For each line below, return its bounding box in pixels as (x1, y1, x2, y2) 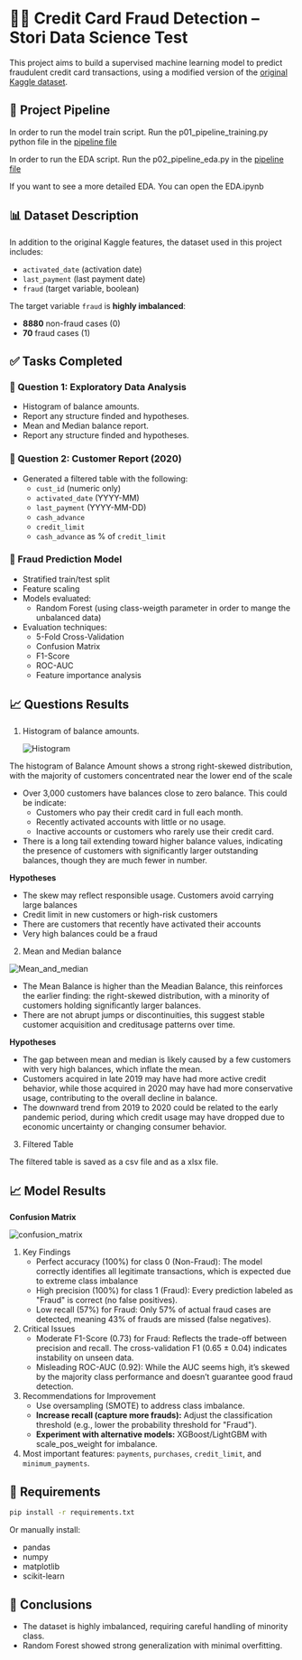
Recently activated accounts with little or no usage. (35, 816, 226, 827)
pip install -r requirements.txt (9, 1508, 135, 1517)
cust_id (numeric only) (35, 482, 122, 493)
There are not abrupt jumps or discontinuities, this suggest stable (22, 1009, 266, 1020)
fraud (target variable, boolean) (22, 283, 140, 294)
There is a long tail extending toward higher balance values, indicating (22, 835, 283, 846)
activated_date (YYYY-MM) (35, 492, 140, 503)
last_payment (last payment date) (22, 273, 146, 284)
